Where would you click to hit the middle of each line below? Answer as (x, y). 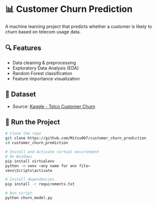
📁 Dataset (21, 94)
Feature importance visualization (46, 78)
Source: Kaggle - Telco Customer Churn (54, 106)
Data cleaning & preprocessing (44, 62)
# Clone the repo (23, 133)
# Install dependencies (30, 179)
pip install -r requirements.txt (40, 184)
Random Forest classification (42, 73)
